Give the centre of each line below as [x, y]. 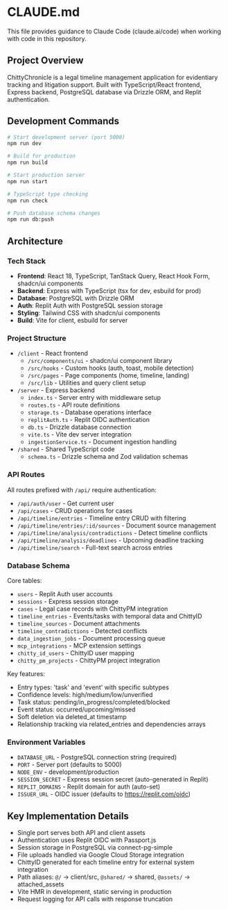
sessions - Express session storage [68, 601]
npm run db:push [30, 219]
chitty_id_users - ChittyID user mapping [76, 652]
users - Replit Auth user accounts [65, 593]
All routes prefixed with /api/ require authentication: [82, 489]
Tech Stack [27, 261]
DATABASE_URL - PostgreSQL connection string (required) [97, 757]
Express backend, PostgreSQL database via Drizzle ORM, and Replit [104, 92]
